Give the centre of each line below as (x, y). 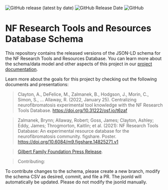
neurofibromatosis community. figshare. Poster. (67, 136)
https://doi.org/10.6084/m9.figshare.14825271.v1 (68, 141)
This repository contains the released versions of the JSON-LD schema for (83, 53)
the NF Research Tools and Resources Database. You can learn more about (83, 58)
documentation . (22, 69)
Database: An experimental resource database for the (73, 131)
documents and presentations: (37, 84)
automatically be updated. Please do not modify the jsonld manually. (76, 182)
